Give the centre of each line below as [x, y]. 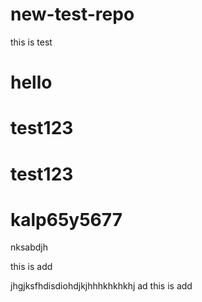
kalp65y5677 [66, 219]
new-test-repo [72, 14]
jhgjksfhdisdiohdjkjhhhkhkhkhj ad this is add [101, 286]
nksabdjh [29, 247]
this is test [31, 42]
